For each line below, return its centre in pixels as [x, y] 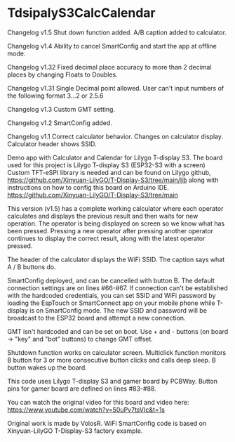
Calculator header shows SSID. [52, 144]
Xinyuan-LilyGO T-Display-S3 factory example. [75, 431]
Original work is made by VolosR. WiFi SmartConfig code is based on [107, 423]
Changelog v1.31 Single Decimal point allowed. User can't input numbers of [116, 88]
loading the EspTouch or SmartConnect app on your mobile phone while [111, 303]
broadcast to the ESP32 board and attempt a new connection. [96, 318]
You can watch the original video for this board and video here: [98, 402]
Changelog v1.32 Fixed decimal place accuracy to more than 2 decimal [109, 67]
